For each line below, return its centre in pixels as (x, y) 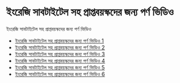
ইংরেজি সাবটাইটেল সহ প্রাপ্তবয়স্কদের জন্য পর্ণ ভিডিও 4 (60, 60)
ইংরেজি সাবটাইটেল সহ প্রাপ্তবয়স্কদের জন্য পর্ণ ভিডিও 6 (60, 74)
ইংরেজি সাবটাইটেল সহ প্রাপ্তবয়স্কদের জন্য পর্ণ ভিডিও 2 (60, 47)
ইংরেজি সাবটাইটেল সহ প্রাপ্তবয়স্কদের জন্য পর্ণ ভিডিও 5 (60, 67)
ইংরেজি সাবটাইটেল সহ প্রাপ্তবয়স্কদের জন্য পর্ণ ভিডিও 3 (60, 54)
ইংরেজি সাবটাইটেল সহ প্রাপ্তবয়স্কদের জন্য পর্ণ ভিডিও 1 (59, 40)
